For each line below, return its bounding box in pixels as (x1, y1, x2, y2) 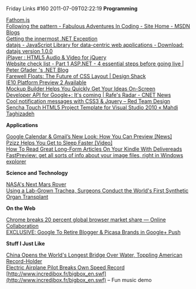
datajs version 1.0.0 (6, 48, 53, 55)
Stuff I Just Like (6, 240, 45, 247)
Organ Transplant (6, 194, 49, 200)
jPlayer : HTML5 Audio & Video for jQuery (6, 54, 107, 61)
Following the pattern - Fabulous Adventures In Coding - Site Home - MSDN (6, 23, 190, 29)
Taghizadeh (6, 110, 35, 117)
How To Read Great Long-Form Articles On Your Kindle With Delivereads (6, 145, 182, 152)
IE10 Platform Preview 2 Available (6, 79, 87, 86)
